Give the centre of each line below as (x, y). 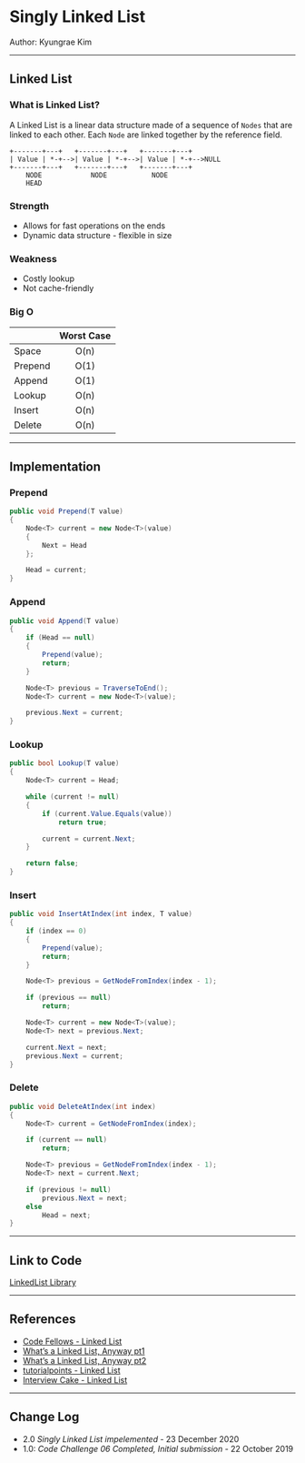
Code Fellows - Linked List (72, 1341)
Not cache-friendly (58, 288)
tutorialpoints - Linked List (71, 1370)
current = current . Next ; (89, 839)
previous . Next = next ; (85, 1198)
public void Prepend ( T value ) (67, 511)
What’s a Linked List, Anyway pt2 (84, 1360)
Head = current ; (57, 570)
